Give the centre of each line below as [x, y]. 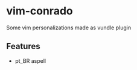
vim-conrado [40, 11]
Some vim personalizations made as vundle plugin [69, 28]
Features [23, 46]
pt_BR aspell [30, 60]
